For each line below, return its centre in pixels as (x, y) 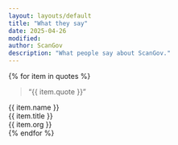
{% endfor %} (31, 133)
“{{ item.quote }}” (57, 92)
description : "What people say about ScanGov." (90, 53)
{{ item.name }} (34, 107)
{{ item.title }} (31, 116)
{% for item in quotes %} (50, 76)
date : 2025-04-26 (37, 31)
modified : (25, 38)
